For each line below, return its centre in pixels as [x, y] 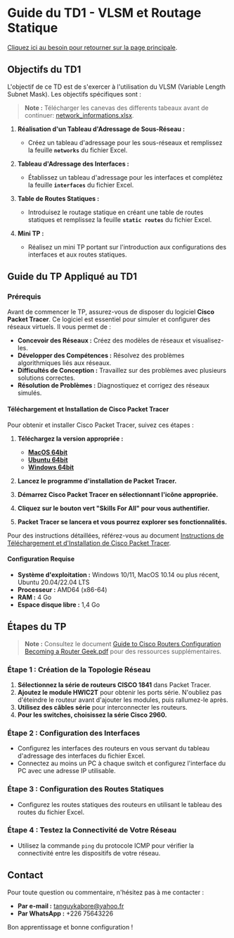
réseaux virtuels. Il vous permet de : [59, 327]
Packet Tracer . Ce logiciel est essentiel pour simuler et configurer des [109, 319]
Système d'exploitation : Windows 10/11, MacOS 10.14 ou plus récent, [118, 574]
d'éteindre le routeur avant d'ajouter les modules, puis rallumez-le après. [123, 700]
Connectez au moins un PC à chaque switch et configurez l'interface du [122, 763]
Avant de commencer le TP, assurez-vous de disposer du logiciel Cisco [111, 312]
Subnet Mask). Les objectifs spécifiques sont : [74, 94]
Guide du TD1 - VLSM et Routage [104, 13]
